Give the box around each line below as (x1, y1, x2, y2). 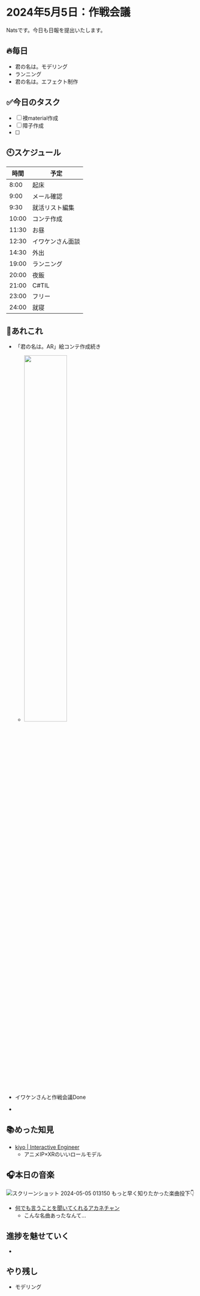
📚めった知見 (6, 1125, 54, 1135)
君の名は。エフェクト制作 (14, 78, 78, 85)
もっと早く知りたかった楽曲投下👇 (111, 1190, 195, 1197)
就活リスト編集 (32, 204, 75, 212)
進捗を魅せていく (6, 1231, 69, 1241)
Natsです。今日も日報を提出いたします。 (6, 26, 106, 34)
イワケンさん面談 (32, 237, 81, 246)
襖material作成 (22, 114, 59, 121)
